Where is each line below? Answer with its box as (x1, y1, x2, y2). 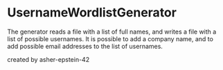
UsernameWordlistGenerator (7, 5, 177, 21)
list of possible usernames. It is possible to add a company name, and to (7, 34, 213, 43)
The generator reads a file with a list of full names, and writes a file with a (7, 27, 217, 36)
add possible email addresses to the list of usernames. (7, 42, 163, 50)
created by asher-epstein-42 (7, 55, 90, 63)
